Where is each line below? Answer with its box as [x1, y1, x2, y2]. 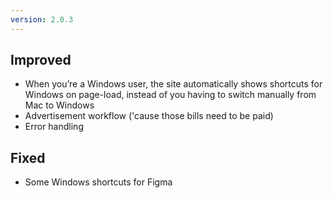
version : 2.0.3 [10, 14, 74, 25]
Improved [10, 52, 72, 69]
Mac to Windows [24, 99, 95, 111]
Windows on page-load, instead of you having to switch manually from [24, 89, 317, 101]
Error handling [24, 121, 84, 133]
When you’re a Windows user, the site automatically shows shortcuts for [24, 78, 323, 90]
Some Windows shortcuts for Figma [24, 176, 173, 188]
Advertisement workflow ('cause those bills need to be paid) [24, 110, 274, 122]
